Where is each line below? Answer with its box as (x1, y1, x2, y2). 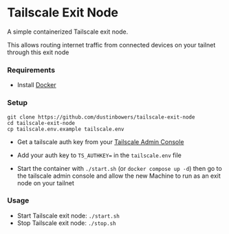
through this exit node (7, 48, 69, 56)
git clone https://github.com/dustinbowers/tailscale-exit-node (7, 113, 195, 121)
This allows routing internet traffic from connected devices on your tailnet (7, 40, 216, 49)
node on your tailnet (17, 178, 74, 187)
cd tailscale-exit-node (7, 119, 76, 126)
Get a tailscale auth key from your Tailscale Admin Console (17, 137, 184, 145)
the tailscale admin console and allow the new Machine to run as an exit (17, 172, 221, 180)
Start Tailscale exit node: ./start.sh (17, 211, 120, 220)
